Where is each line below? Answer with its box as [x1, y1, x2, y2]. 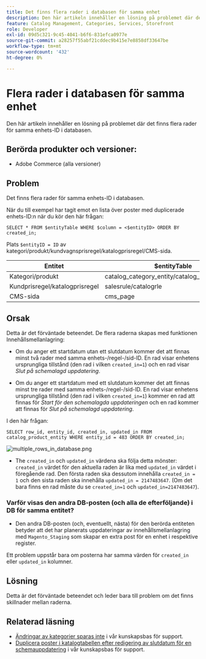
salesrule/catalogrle [104, 282, 162, 291]
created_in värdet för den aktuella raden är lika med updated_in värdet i [15, 464, 196, 471]
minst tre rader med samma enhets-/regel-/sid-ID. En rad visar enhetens [15, 386, 199, 393]
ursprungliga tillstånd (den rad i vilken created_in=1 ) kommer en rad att [15, 392, 195, 399]
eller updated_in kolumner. [6, 558, 73, 565]
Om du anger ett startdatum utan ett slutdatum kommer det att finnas [15, 348, 190, 355]
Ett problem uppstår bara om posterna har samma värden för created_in [6, 552, 189, 559]
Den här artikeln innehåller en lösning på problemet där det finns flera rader [6, 120, 197, 127]
